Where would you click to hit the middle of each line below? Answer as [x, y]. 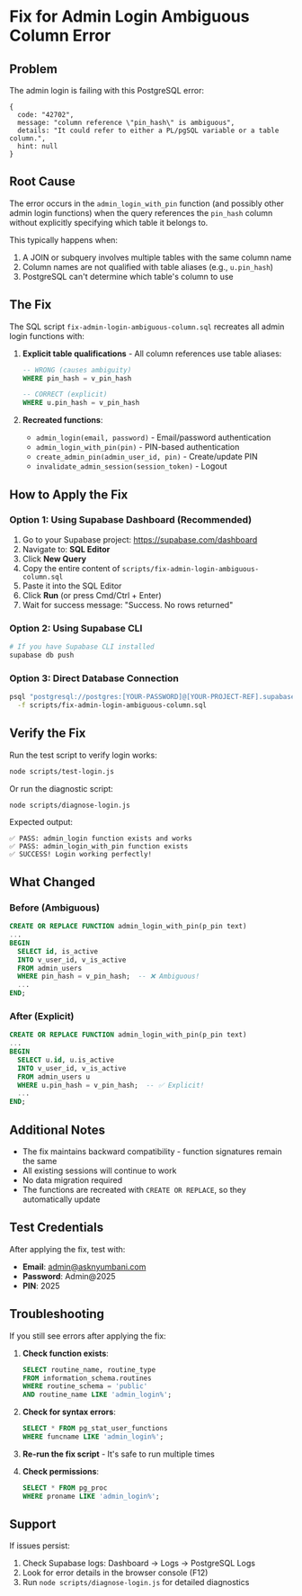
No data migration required [72, 1180]
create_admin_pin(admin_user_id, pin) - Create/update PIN [147, 457]
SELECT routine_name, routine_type [89, 1369]
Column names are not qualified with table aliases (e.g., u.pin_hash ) [148, 266]
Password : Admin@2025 [69, 1276]
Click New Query [54, 559]
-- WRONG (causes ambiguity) [77, 370]
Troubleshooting [57, 1314]
